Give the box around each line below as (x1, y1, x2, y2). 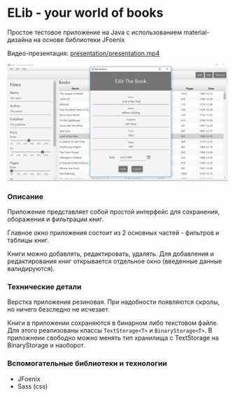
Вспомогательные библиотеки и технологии (7, 358, 168, 368)
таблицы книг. (7, 236, 49, 244)
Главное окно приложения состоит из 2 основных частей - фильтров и (7, 228, 220, 237)
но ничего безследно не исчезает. (7, 305, 110, 314)
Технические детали (7, 281, 82, 291)
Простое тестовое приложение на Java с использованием (7, 28, 183, 36)
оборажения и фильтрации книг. (7, 215, 104, 223)
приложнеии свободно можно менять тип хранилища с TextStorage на (7, 334, 219, 342)
